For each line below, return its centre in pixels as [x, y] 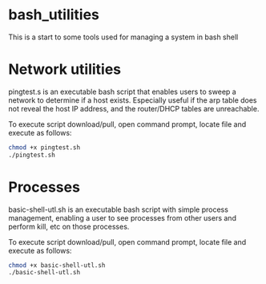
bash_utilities [54, 15]
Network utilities [65, 69]
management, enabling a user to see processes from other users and [122, 217]
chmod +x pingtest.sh [44, 147]
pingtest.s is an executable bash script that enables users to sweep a [122, 91]
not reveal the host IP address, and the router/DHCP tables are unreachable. [134, 108]
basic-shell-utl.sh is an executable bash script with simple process [118, 209]
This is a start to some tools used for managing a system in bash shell [123, 37]
